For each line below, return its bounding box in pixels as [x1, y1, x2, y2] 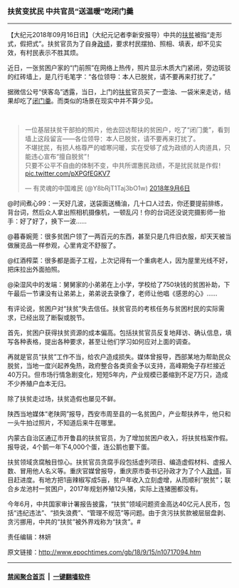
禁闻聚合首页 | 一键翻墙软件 [7, 572, 91, 581]
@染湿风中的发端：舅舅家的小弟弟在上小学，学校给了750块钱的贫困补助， [7, 280, 224, 289]
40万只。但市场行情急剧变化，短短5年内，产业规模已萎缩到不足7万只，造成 [7, 370, 229, 379]
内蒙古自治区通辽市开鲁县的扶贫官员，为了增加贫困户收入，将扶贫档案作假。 [7, 434, 232, 442]
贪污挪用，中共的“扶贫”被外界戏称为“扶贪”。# [7, 517, 141, 526]
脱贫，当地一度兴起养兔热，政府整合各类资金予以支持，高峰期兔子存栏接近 [7, 362, 225, 370]
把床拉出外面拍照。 [7, 265, 64, 274]
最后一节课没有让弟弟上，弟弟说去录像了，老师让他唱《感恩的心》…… [13, 289, 218, 298]
